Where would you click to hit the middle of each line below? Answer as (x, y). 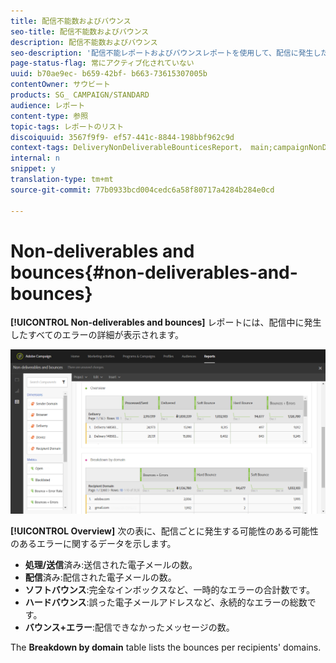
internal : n (35, 158)
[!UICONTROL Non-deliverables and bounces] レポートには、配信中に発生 (166, 322)
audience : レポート (48, 105)
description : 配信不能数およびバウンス (84, 42)
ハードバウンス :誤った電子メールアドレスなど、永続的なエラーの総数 (166, 602)
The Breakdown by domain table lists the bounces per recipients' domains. (166, 647)
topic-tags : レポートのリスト (67, 126)
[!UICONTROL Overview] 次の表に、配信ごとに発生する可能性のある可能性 (164, 531)
